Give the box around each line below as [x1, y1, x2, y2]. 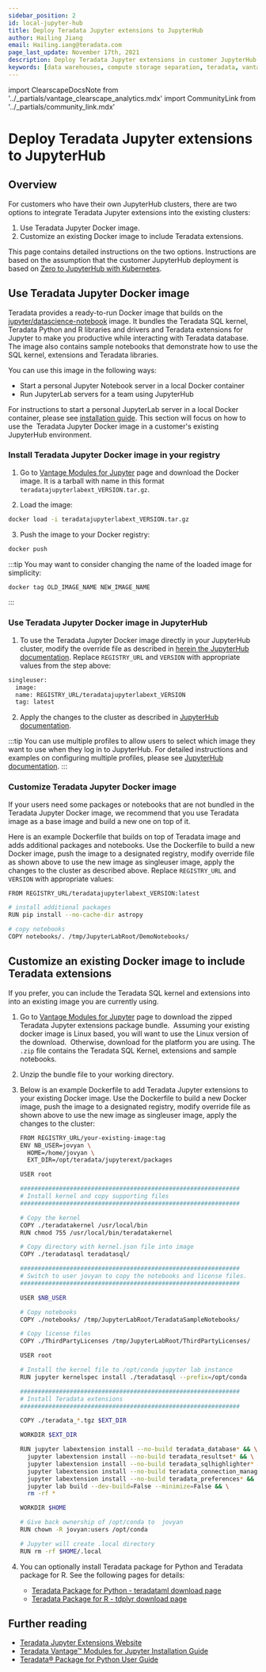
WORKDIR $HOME [19, 1504, 66, 1512]
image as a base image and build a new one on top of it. [8, 816, 191, 826]
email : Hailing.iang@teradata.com [8, 41, 123, 49]
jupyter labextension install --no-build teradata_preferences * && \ [27, 1474, 261, 1483]
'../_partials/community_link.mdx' [8, 102, 116, 111]
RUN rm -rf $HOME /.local [19, 1547, 102, 1555]
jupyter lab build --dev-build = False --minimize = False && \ [27, 1482, 230, 1490]
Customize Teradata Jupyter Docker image [8, 781, 177, 792]
